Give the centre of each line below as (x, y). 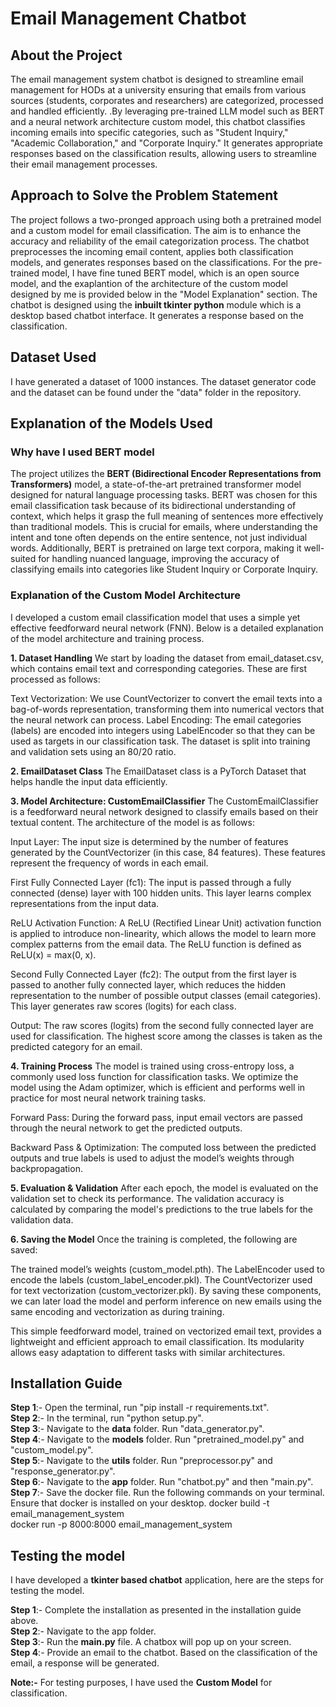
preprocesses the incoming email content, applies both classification (152, 251)
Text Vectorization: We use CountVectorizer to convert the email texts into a (166, 698)
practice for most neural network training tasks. (108, 1098)
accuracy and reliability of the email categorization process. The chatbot (160, 241)
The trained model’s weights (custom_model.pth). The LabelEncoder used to (167, 1269)
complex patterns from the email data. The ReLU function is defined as (156, 944)
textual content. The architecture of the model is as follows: (132, 822)
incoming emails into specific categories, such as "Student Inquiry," (149, 132)
